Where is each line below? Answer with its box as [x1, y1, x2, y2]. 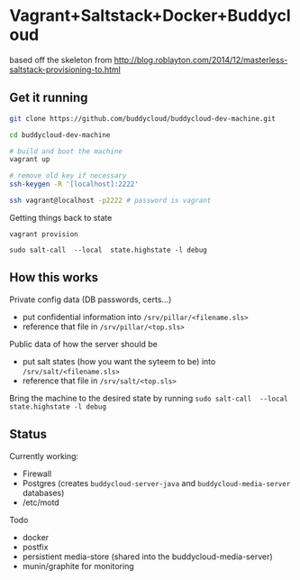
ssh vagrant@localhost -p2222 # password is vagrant [9, 196, 212, 205]
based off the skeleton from [9, 54, 113, 65]
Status [9, 427, 48, 442]
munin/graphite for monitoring [22, 560, 135, 571]
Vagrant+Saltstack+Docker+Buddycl [9, 5, 291, 26]
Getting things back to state [9, 212, 113, 223]
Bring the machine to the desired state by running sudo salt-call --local [9, 392, 288, 403]
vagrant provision [9, 229, 78, 239]
